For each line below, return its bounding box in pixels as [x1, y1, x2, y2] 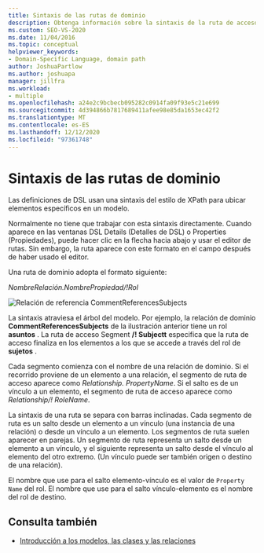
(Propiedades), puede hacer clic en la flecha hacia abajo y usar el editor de [8, 236, 251, 245]
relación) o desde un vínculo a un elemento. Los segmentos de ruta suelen [8, 427, 250, 437]
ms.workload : [8, 84, 51, 93]
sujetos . [8, 346, 38, 356]
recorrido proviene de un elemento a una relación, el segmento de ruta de [8, 370, 247, 379]
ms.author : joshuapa [8, 70, 76, 78]
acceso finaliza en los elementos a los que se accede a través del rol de [8, 339, 241, 348]
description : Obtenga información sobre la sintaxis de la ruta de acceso [8, 19, 258, 27]
